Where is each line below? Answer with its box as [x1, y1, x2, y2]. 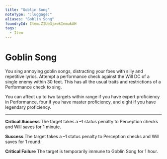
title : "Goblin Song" [5, 7, 50, 12]
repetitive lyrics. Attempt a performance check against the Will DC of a [5, 73, 150, 79]
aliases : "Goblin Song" [5, 16, 55, 21]
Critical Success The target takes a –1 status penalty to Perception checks [5, 118, 158, 124]
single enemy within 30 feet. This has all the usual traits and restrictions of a [5, 79, 161, 84]
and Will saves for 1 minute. [5, 124, 61, 130]
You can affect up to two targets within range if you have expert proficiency [5, 93, 160, 99]
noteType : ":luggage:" [5, 12, 52, 17]
